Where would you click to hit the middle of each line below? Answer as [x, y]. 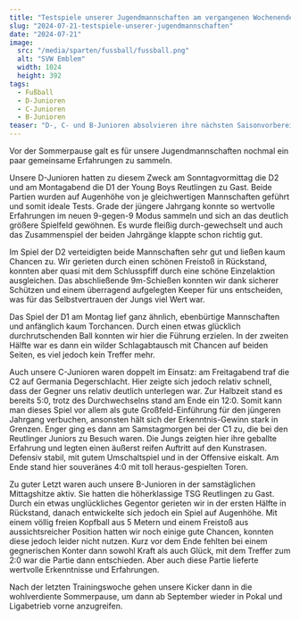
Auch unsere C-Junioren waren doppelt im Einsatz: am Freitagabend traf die [150, 372]
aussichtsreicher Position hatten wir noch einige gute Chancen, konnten [142, 532]
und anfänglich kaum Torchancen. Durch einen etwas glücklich [125, 326]
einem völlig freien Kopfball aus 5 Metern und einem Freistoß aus [129, 522]
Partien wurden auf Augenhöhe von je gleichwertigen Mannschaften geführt [150, 197]
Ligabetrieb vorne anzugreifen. [66, 606]
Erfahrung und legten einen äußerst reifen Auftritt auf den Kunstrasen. [138, 448]
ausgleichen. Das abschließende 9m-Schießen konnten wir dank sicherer [144, 281]
